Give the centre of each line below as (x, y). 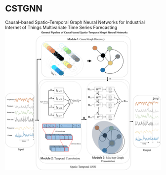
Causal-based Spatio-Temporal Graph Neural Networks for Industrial (75, 22)
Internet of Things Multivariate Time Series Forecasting (61, 27)
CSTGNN (24, 9)
